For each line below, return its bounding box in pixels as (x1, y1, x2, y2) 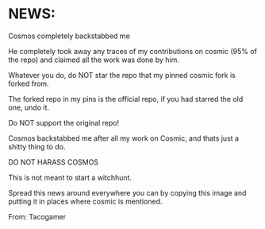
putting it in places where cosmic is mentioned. (8, 196, 163, 206)
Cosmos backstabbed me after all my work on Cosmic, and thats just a (8, 133, 240, 143)
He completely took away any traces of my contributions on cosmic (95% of (8, 46, 258, 56)
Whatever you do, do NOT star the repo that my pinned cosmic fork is (8, 70, 236, 80)
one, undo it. (8, 103, 50, 112)
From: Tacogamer (8, 212, 66, 221)
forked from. (8, 79, 49, 88)
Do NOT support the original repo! (8, 118, 120, 127)
